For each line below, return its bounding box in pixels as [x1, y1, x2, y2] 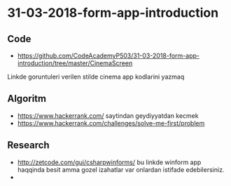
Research [7, 139, 50, 152]
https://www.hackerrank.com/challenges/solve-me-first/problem [17, 119, 205, 127]
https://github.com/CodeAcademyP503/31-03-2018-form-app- [17, 51, 199, 60]
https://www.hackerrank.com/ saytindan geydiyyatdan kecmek [17, 111, 199, 120]
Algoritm [7, 93, 47, 105]
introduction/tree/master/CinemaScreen [17, 59, 133, 67]
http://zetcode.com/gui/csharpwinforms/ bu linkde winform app [17, 158, 202, 166]
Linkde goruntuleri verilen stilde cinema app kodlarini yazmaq [7, 72, 185, 81]
